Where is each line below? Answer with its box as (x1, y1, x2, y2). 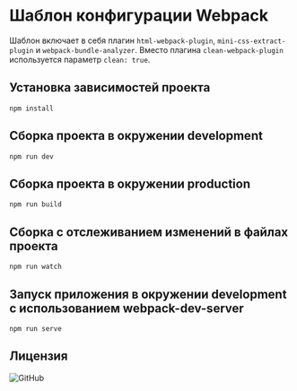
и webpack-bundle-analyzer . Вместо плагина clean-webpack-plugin (35, 44, 284, 55)
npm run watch (9, 262, 63, 272)
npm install (9, 104, 54, 113)
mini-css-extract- (216, 37, 286, 46)
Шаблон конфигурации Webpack (9, 5, 269, 26)
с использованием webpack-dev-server (9, 300, 244, 316)
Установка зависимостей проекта (9, 80, 211, 95)
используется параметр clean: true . (9, 54, 151, 65)
